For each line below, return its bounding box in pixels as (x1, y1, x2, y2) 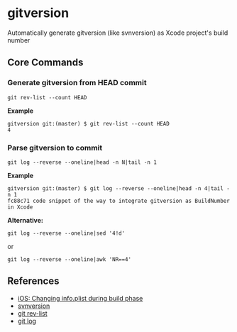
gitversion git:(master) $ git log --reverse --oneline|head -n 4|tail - (7, 184, 231, 192)
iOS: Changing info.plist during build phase (17, 294, 143, 302)
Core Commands (7, 57, 84, 69)
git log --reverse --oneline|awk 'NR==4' (7, 255, 132, 263)
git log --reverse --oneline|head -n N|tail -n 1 (7, 158, 158, 166)
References (7, 275, 60, 287)
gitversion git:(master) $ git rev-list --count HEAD (7, 120, 170, 127)
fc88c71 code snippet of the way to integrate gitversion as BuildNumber (7, 197, 231, 204)
